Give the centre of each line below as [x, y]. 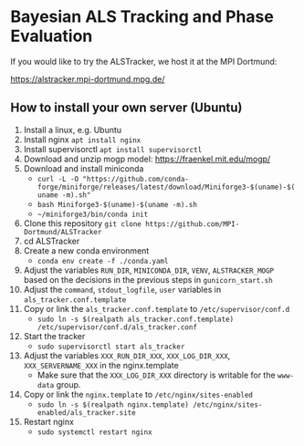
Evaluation [52, 36]
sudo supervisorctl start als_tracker [111, 347]
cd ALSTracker [52, 241]
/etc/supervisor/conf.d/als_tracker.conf [117, 327]
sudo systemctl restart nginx [95, 432]
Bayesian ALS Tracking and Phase [142, 17]
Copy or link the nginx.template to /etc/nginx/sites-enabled [138, 394]
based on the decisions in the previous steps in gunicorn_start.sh [148, 279]
